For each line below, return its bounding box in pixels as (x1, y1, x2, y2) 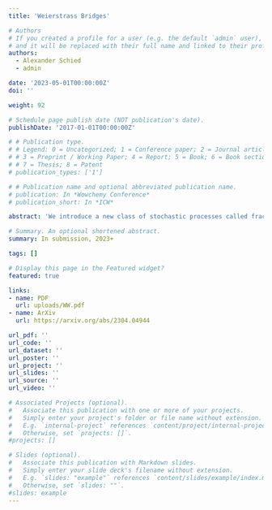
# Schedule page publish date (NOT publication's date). (8, 115, 205, 124)
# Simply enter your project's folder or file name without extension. (8, 413, 263, 422)
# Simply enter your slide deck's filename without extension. (8, 466, 233, 474)
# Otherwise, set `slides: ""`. (8, 481, 125, 490)
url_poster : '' (8, 354, 60, 362)
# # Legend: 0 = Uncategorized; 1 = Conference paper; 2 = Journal (8, 145, 241, 154)
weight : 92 (8, 101, 45, 110)
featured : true (8, 271, 60, 280)
